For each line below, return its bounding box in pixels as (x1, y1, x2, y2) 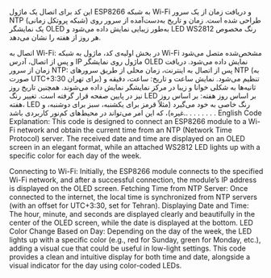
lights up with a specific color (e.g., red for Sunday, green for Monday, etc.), (9, 235, 261, 244)
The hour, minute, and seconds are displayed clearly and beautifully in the (9, 210, 256, 218)
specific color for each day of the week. (9, 151, 142, 160)
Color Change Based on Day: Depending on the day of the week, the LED (9, 226, 252, 236)
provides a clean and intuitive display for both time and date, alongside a (9, 252, 251, 261)
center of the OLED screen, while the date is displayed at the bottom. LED (9, 218, 253, 227)
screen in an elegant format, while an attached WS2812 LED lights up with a (9, 143, 261, 151)
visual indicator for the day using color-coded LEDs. (9, 261, 182, 270)
